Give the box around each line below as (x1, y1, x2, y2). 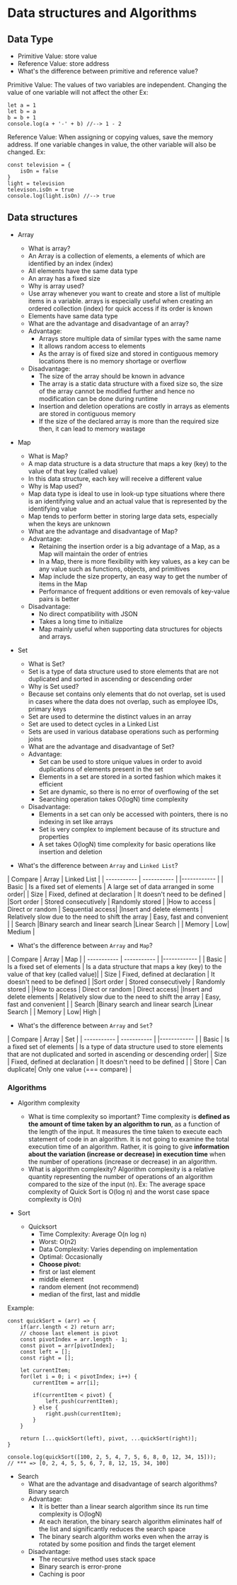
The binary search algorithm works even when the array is (38, 1533, 209, 1541)
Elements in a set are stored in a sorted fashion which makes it (38, 772, 221, 781)
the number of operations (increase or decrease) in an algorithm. (28, 1158, 218, 1166)
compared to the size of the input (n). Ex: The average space (28, 1180, 206, 1189)
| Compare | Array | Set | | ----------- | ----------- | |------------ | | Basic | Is (7, 1035, 230, 1043)
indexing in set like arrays (38, 817, 113, 825)
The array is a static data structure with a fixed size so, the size (38, 379, 224, 388)
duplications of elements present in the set (38, 765, 164, 773)
